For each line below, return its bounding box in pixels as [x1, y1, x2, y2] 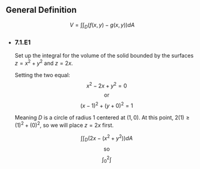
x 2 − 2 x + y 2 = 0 [86, 81, 127, 89]
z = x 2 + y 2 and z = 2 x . [14, 58, 73, 67]
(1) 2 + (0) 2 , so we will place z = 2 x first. [14, 120, 114, 129]
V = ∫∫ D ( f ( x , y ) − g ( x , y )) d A [69, 21, 135, 30]
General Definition [6, 5, 77, 15]
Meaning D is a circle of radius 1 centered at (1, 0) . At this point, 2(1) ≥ [14, 113, 190, 121]
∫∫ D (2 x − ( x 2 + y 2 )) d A [80, 133, 133, 143]
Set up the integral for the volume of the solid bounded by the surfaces [14, 51, 194, 59]
